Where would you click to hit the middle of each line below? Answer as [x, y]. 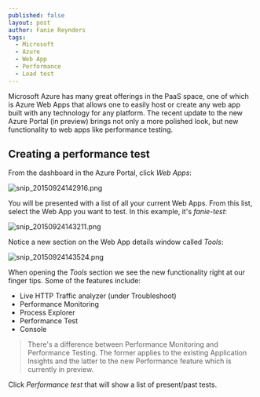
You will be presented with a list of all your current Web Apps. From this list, [130, 203]
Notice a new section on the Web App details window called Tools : [116, 242]
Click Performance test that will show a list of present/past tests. [113, 384]
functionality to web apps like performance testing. [91, 129]
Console [33, 330]
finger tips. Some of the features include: [75, 281]
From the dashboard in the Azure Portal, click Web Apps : [100, 173]
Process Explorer [47, 313]
